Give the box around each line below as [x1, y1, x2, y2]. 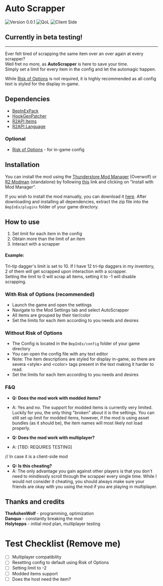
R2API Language [12, 123, 46, 129]
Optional [5, 135, 26, 142]
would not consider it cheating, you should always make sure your [12, 478, 145, 484]
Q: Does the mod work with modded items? [12, 395, 101, 401]
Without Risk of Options [5, 329, 63, 336]
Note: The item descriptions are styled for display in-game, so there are [12, 356, 155, 362]
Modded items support [12, 570, 58, 576]
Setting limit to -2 [12, 565, 47, 571]
